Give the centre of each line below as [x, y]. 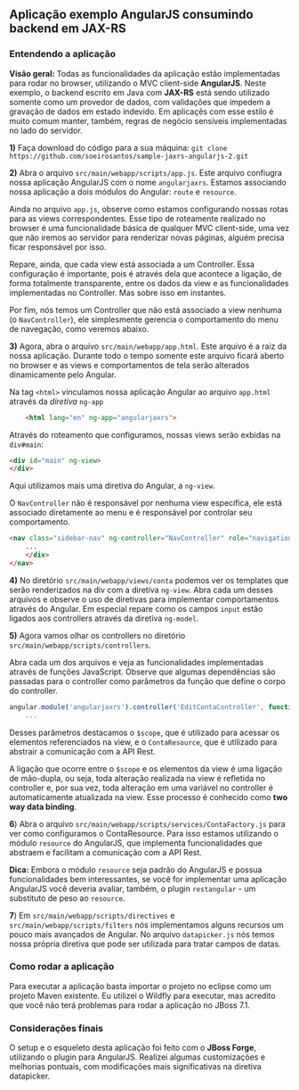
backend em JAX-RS [68, 29]
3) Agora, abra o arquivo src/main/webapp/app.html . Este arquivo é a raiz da [148, 346]
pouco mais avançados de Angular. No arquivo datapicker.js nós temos [142, 934]
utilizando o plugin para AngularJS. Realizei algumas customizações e [137, 1057]
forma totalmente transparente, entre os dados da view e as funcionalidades [149, 283]
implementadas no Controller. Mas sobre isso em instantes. [118, 293]
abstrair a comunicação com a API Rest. [82, 751]
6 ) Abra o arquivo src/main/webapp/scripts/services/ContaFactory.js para [148, 823]
